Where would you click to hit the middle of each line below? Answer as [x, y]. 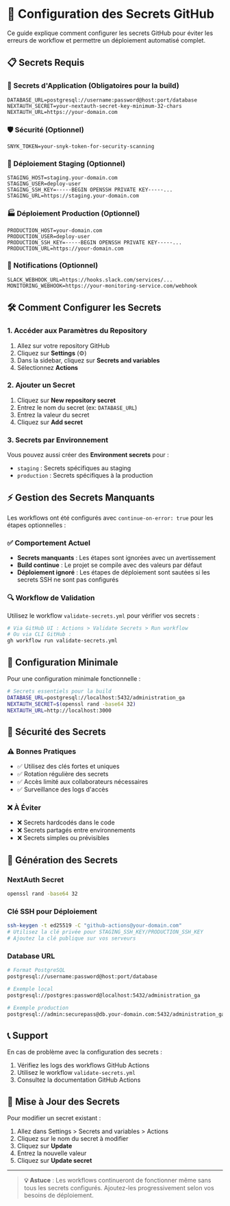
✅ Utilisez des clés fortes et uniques [68, 766]
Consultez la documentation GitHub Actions [79, 1080]
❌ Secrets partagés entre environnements [76, 831]
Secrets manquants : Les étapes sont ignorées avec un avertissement [116, 558]
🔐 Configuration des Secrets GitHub [111, 14]
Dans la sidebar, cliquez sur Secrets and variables [88, 360]
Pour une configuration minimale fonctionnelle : [74, 678]
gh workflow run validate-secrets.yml [62, 641]
